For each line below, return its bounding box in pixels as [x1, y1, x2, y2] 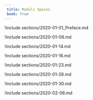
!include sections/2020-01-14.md [4, 43, 71, 49]
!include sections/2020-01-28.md [4, 71, 72, 77]
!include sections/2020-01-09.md [4, 34, 72, 40]
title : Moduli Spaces [6, 7, 50, 12]
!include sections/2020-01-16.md [4, 52, 71, 58]
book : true [6, 12, 29, 16]
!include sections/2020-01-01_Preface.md [4, 25, 89, 30]
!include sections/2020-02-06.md [4, 90, 73, 96]
